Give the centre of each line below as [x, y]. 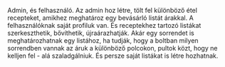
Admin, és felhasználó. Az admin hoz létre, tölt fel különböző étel [103, 10]
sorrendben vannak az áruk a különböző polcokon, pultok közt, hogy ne [112, 48]
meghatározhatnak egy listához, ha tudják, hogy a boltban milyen [103, 41]
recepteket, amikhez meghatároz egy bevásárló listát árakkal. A [100, 18]
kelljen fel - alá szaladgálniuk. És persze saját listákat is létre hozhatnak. [113, 56]
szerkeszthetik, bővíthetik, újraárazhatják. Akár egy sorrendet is [101, 33]
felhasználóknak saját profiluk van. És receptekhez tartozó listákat [104, 25]
